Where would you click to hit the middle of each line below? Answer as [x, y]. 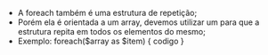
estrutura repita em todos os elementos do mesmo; [112, 31]
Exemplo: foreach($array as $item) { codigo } [101, 41]
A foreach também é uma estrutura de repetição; [107, 13]
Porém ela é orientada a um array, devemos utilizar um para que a [138, 22]
